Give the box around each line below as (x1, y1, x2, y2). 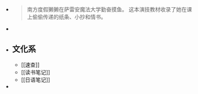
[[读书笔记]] (20, 68, 51, 75)
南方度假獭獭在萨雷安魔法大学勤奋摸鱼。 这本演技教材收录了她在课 (26, 6, 193, 13)
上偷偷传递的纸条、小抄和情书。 (26, 13, 107, 20)
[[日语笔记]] (20, 76, 51, 83)
